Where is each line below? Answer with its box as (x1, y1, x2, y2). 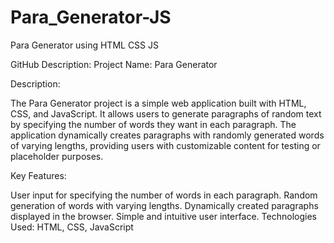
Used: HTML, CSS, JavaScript (10, 221, 134, 233)
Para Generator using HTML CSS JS (10, 39, 159, 51)
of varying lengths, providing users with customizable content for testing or (10, 139, 321, 151)
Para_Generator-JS (10, 6, 172, 29)
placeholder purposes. (10, 150, 104, 162)
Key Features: (10, 169, 67, 181)
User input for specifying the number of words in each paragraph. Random (10, 189, 318, 201)
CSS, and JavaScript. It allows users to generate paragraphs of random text (10, 107, 322, 120)
